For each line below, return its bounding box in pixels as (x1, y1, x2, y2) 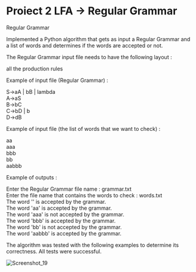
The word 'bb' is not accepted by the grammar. (6, 223, 122, 231)
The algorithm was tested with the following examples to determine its (6, 241, 179, 249)
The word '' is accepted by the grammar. (6, 198, 106, 205)
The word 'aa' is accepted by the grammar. (6, 204, 112, 212)
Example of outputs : (6, 173, 57, 181)
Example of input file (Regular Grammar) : (6, 77, 109, 84)
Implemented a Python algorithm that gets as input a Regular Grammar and (6, 35, 191, 42)
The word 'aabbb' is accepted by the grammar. (6, 230, 122, 237)
